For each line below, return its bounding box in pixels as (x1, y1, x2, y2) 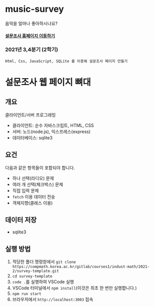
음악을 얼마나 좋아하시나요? (5, 20, 58, 26)
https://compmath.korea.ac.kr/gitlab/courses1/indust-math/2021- (12, 264, 150, 269)
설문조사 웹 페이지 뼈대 (5, 77, 91, 88)
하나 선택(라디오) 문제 (12, 175, 54, 181)
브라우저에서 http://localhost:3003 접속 (12, 297, 94, 303)
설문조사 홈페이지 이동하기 (5, 33, 55, 39)
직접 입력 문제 (12, 187, 39, 193)
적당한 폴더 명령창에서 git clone (12, 259, 76, 265)
